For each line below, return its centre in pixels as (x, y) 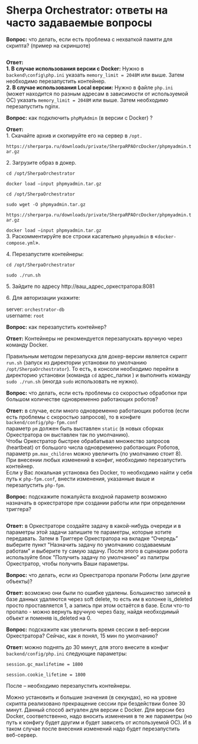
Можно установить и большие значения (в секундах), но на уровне (92, 697)
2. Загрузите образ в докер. (41, 162)
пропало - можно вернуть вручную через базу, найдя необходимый (92, 611)
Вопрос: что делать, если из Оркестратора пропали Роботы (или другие (98, 575)
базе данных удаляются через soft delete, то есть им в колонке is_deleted (99, 599)
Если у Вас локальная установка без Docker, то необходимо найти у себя (99, 472)
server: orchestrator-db (35, 309)
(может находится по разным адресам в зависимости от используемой (97, 94)
